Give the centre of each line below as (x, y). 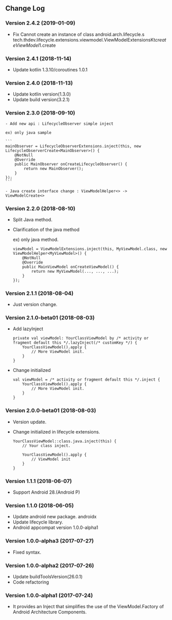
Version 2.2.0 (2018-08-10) (40, 209)
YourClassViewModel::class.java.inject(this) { (64, 441)
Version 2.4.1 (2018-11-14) (39, 59)
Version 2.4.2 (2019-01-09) (40, 23)
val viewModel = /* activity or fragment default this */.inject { (86, 380)
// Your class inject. (46, 446)
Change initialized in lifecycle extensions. (56, 431)
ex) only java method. (36, 239)
